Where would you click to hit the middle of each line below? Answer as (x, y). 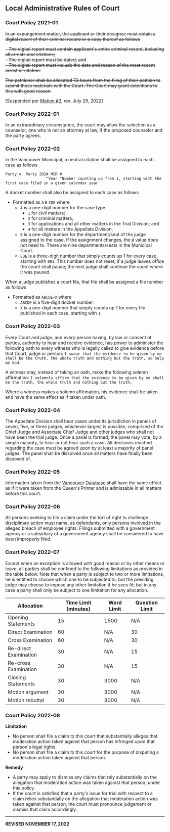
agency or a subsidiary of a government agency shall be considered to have (84, 534)
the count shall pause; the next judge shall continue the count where (92, 267)
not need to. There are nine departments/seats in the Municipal (86, 245)
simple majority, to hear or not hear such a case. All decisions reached (79, 442)
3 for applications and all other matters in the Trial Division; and (93, 224)
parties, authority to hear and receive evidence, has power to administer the (84, 343)
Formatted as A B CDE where (41, 202)
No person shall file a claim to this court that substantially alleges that (85, 736)
